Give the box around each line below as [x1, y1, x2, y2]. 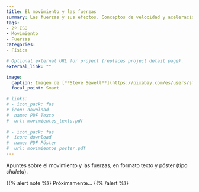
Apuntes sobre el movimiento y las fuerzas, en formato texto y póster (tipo [6, 161, 188, 169]
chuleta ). [6, 168, 28, 175]
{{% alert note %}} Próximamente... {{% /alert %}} [6, 179, 129, 187]
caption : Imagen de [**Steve [11, 79, 84, 86]
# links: [6, 96, 28, 102]
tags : [6, 20, 20, 25]
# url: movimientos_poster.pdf [6, 146, 86, 152]
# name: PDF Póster [6, 140, 57, 146]
